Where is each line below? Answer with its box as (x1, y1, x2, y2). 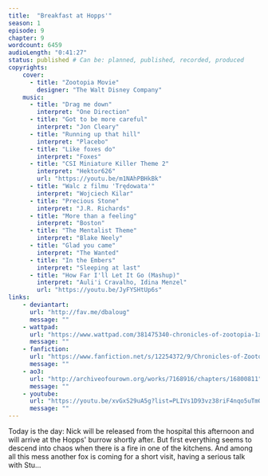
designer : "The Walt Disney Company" (37, 85, 162, 94)
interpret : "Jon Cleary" (37, 123, 120, 131)
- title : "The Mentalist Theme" (29, 226, 137, 235)
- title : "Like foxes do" (29, 145, 116, 153)
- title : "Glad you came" (29, 242, 116, 250)
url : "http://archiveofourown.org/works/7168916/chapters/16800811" (29, 375, 262, 383)
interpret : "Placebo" (37, 137, 109, 146)
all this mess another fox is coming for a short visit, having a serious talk (8, 452, 246, 461)
